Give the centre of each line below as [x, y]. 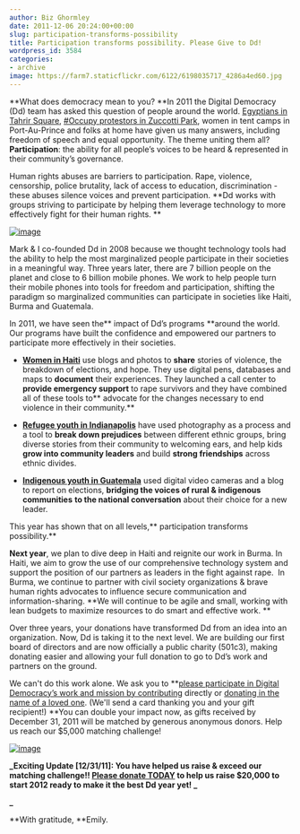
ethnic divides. [49, 463]
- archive [28, 68]
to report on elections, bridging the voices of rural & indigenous [141, 490]
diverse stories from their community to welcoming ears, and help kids [152, 444]
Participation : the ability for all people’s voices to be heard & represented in [149, 149]
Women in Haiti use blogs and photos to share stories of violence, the [152, 360]
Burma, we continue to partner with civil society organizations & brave [139, 582]
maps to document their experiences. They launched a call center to [149, 378]
